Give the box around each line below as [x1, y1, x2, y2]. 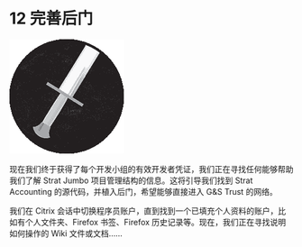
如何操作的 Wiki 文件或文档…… [9, 227, 124, 239]
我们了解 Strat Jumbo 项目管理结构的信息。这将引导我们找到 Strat [9, 175, 253, 186]
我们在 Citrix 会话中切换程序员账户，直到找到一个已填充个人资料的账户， [9, 205, 279, 216]
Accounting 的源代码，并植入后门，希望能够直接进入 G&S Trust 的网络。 [9, 186, 278, 197]
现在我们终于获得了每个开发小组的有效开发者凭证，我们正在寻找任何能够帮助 [9, 163, 294, 174]
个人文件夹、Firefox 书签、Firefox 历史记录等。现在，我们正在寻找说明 [24, 216, 287, 227]
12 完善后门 [9, 8, 94, 29]
